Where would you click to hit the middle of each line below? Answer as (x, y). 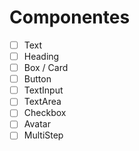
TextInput (43, 90)
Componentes (70, 17)
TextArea (42, 102)
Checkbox (45, 113)
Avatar (37, 124)
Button (37, 79)
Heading (41, 56)
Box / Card (46, 68)
